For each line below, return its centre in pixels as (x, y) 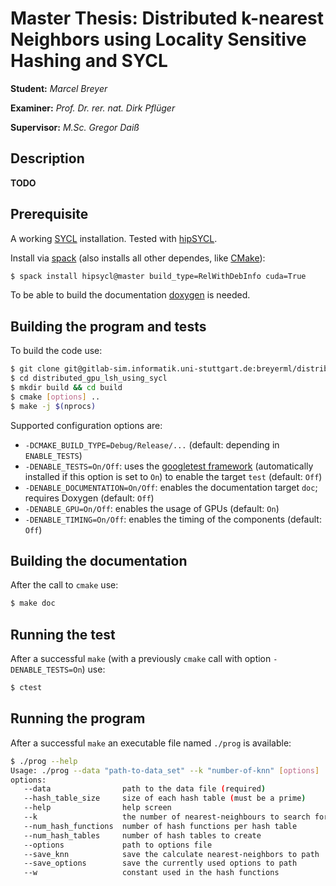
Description (47, 158)
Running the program (78, 718)
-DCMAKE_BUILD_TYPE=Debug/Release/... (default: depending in (152, 444)
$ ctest (26, 688)
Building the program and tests (108, 326)
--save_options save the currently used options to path (160, 863)
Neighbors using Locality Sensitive (158, 39)
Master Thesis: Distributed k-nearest (167, 18)
